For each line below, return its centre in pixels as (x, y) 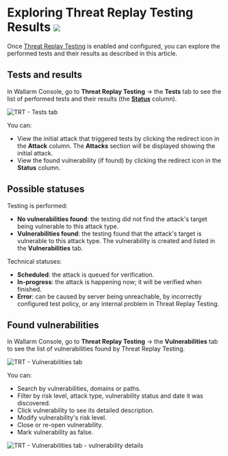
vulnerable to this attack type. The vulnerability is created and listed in (116, 240)
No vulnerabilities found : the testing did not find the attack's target (112, 219)
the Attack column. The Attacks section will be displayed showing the (116, 146)
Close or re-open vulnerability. (60, 425)
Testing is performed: (37, 205)
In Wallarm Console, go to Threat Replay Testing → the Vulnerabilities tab (113, 342)
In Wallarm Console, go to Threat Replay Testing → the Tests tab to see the (114, 91)
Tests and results (45, 75)
